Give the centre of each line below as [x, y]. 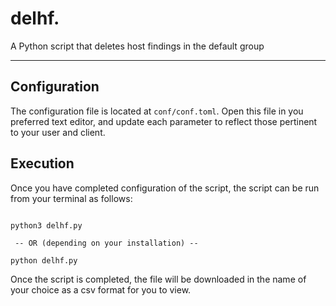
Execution [42, 163]
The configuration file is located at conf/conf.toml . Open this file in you [157, 111]
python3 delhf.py [46, 225]
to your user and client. [58, 132]
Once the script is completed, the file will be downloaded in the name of [158, 279]
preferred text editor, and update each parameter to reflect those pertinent [164, 121]
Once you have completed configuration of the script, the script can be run [165, 188]
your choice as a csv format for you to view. [101, 289]
